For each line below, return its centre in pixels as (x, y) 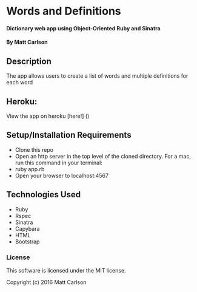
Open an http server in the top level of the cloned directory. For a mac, (103, 156)
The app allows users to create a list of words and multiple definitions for (97, 76)
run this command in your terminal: (59, 163)
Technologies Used (43, 195)
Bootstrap (27, 242)
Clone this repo (34, 149)
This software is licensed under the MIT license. (66, 270)
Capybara (27, 228)
